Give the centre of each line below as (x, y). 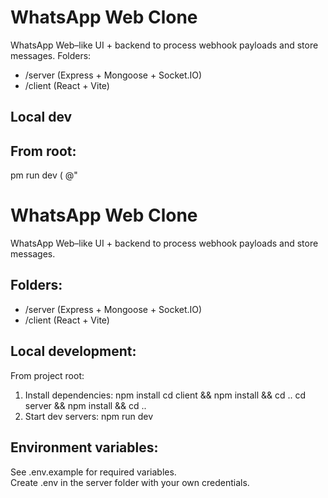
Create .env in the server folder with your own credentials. (130, 482)
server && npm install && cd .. (85, 405)
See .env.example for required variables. (93, 472)
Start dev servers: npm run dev (89, 416)
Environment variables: (84, 447)
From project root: (47, 375)
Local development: (73, 351)
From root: (43, 151)
